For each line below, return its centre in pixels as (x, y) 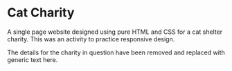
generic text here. (33, 59)
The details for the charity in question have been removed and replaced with (116, 52)
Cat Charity (41, 13)
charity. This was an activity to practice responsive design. (91, 39)
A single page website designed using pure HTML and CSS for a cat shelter (115, 32)
